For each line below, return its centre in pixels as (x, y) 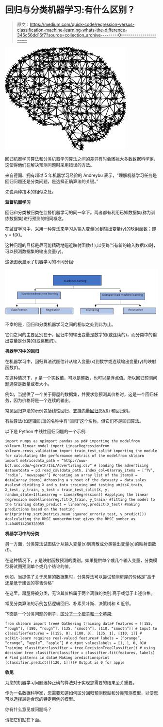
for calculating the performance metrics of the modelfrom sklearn (75, 456)
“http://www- (75, 461)
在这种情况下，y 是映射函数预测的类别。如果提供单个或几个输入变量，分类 (79, 561)
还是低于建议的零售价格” (30, 583)
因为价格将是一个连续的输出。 (43, 400)
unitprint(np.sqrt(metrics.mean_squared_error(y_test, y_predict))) (76, 514)
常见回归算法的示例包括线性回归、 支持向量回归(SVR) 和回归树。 (69, 411)
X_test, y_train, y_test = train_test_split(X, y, (57, 490)
